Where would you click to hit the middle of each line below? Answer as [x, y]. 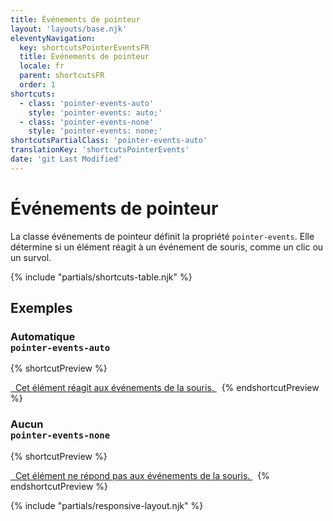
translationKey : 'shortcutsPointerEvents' [100, 150]
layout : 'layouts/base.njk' [69, 29]
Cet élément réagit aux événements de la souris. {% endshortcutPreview [167, 388]
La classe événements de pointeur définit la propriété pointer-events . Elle [162, 236]
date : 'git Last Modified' [66, 159]
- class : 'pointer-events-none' [87, 122]
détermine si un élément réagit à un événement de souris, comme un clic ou [167, 247]
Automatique [43, 336]
